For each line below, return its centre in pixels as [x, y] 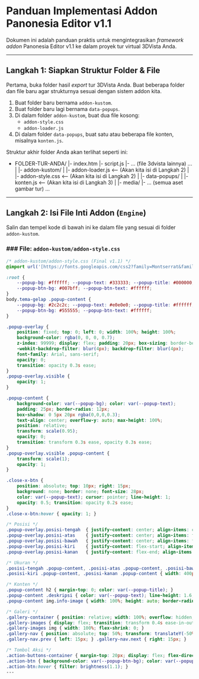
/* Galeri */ [22, 612]
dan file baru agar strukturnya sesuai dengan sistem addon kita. [84, 91]
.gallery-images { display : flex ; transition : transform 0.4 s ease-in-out [100, 623]
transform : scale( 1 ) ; [43, 459]
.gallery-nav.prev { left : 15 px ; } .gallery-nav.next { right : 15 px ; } [96, 639]
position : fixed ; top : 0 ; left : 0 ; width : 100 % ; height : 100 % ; [97, 332]
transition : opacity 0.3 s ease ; [57, 365]
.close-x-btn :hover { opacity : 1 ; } [51, 514]
